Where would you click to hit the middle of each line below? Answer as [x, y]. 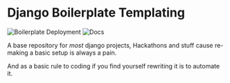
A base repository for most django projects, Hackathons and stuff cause [110, 45]
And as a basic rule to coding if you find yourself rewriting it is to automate [114, 66]
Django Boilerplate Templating [96, 13]
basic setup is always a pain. [76, 53]
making [18, 53]
